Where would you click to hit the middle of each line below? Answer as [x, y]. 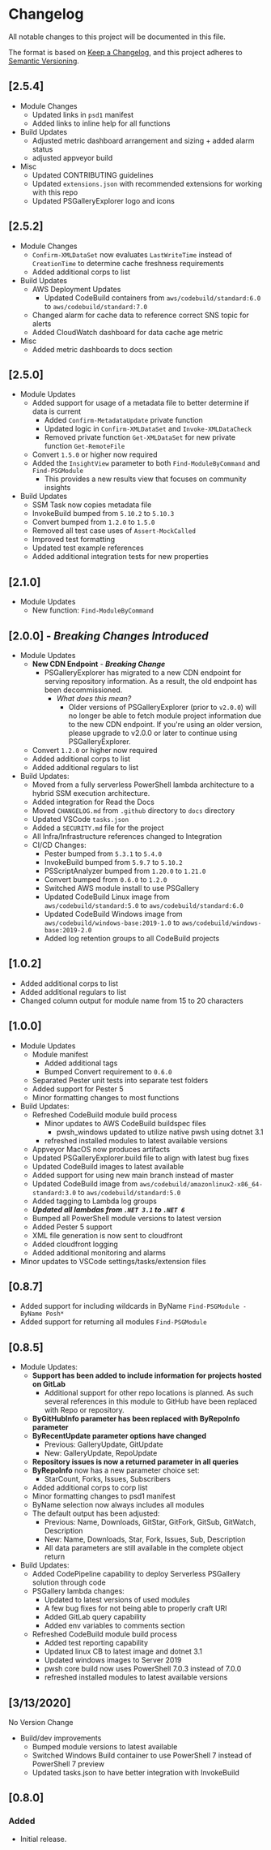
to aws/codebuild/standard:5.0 [129, 1192]
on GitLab [49, 1384]
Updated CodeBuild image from [85, 1183]
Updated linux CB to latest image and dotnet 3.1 [123, 1651]
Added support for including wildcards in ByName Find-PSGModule [130, 1306]
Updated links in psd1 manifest [83, 114]
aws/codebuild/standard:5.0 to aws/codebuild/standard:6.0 [144, 905]
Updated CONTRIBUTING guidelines [93, 174]
